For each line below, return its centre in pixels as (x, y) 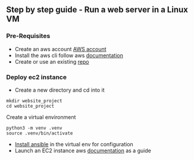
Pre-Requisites (28, 36)
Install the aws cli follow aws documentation (69, 55)
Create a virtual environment (41, 117)
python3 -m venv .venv (34, 128)
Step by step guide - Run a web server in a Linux (97, 10)
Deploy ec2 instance (37, 77)
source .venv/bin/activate (40, 133)
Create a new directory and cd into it (60, 90)
